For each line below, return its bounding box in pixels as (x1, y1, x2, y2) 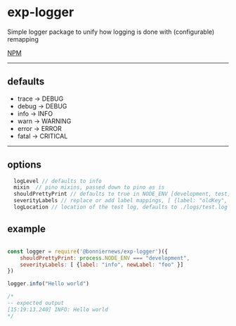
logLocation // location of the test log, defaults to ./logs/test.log (13, 203, 228, 211)
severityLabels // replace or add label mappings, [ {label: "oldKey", (13, 197, 228, 204)
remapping (7, 35, 39, 43)
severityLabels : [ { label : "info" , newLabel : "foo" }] (20, 261, 184, 268)
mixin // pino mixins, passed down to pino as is (13, 184, 165, 191)
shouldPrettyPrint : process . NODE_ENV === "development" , (20, 254, 190, 261)
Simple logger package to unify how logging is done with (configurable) (7, 27, 215, 36)
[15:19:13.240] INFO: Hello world (7, 306, 109, 313)
